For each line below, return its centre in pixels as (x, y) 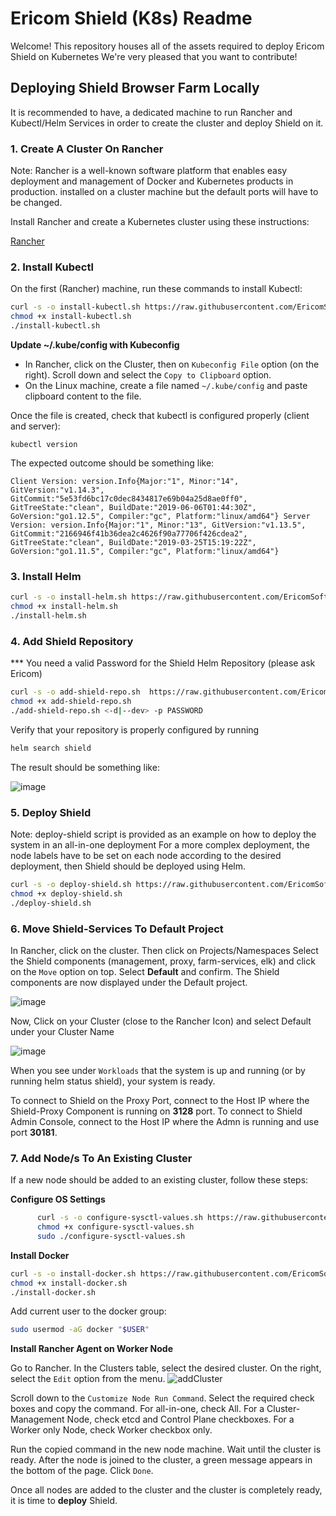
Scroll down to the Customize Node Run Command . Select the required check (162, 1398)
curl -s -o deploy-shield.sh (71, 884)
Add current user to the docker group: (88, 1311)
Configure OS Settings (58, 1199)
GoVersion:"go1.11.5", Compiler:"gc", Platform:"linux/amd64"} (145, 551)
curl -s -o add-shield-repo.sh (75, 692)
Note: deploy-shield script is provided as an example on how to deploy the (163, 834)
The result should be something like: (85, 767)
